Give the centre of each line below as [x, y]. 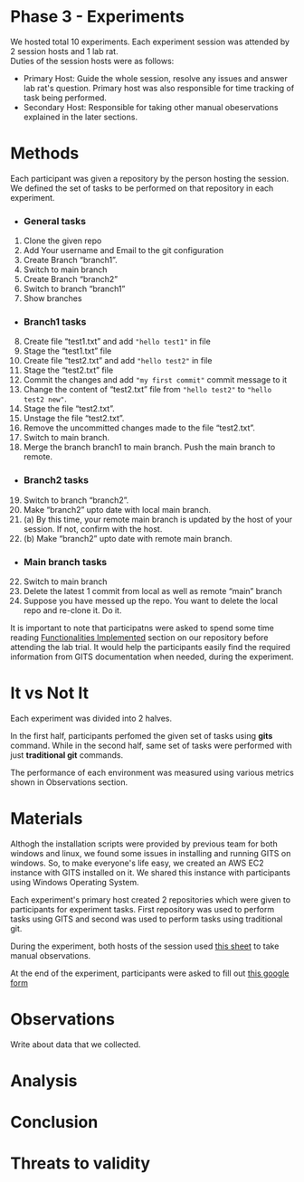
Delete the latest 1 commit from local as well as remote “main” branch [153, 591]
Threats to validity [81, 1163]
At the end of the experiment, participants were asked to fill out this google [150, 973]
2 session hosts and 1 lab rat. [64, 51]
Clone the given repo [62, 241]
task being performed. [65, 98]
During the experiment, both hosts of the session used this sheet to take [145, 946]
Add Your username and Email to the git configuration [123, 251]
